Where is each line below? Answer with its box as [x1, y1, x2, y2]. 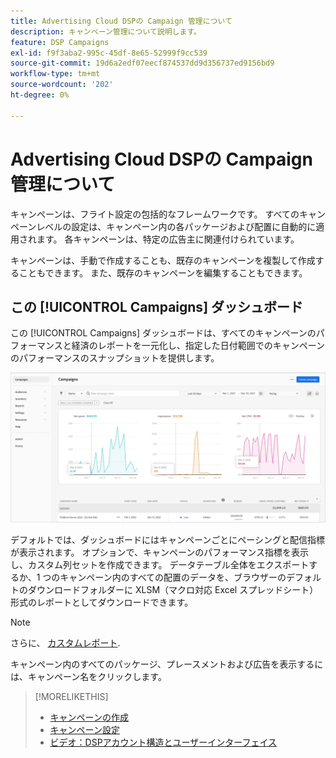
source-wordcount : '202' [10, 80, 114, 90]
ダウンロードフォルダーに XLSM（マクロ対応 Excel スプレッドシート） [27, 583, 319, 595]
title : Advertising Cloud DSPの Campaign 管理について [10, 16, 233, 26]
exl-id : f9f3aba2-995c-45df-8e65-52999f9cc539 [10, 48, 208, 58]
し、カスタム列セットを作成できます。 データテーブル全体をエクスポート [10, 558, 310, 570]
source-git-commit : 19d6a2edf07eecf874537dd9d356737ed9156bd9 [10, 58, 275, 69]
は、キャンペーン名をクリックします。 [10, 670, 167, 682]
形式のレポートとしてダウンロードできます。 [10, 596, 194, 608]
